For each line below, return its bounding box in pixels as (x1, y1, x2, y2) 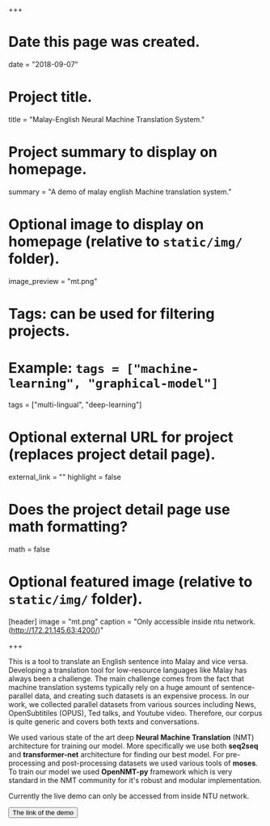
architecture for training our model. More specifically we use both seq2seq (8, 741, 259, 751)
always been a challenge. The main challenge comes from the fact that (8, 673, 245, 684)
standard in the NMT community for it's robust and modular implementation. (8, 775, 262, 785)
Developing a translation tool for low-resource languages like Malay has (8, 665, 247, 675)
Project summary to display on (8, 143, 218, 162)
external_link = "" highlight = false (8, 472, 121, 481)
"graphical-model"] (87, 376, 219, 392)
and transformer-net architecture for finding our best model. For (8, 749, 225, 759)
